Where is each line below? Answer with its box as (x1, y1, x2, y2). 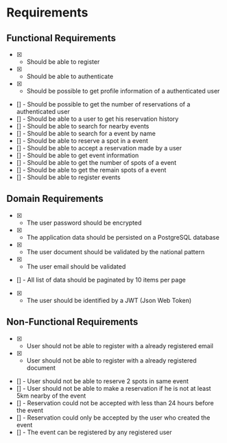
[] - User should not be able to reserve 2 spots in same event (16, 376, 189, 385)
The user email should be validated (26, 262, 126, 271)
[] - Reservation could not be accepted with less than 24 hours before (16, 398, 214, 407)
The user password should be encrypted (26, 218, 142, 227)
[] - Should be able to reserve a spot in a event (16, 137, 149, 145)
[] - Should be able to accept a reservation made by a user (16, 144, 182, 152)
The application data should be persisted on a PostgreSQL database (26, 233, 220, 241)
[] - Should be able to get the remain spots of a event (16, 166, 167, 174)
